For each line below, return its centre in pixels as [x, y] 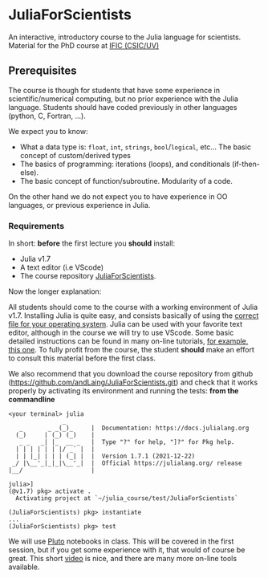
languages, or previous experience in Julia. [79, 205]
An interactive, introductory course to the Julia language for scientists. [125, 37]
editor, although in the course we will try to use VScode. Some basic [121, 333]
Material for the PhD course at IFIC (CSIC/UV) [83, 45]
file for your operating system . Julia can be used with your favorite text [126, 324]
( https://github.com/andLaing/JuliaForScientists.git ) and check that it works [133, 382]
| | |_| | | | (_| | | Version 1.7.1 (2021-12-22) [106, 456]
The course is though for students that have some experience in [114, 90]
